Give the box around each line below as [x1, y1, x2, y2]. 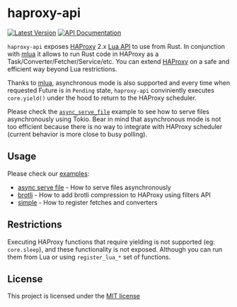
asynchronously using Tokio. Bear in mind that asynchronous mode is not [7, 115, 221, 123]
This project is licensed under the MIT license [7, 292, 140, 301]
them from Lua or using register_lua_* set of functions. [7, 252, 171, 261]
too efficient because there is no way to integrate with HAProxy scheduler [7, 122, 223, 130]
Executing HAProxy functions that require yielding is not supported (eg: [7, 238, 216, 246]
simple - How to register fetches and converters [17, 198, 158, 206]
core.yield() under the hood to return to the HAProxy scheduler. [7, 94, 197, 102]
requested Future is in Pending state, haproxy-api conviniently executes [7, 86, 214, 94]
